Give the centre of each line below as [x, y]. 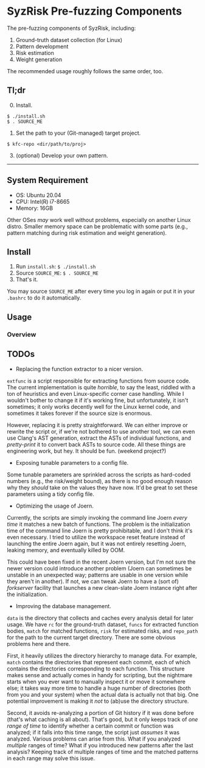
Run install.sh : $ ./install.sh [56, 267]
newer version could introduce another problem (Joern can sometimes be [99, 568]
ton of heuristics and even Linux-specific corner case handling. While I [96, 393]
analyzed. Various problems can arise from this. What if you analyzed [94, 739]
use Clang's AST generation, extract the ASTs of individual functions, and [99, 438]
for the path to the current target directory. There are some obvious [91, 637]
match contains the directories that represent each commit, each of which [99, 662]
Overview [22, 334]
